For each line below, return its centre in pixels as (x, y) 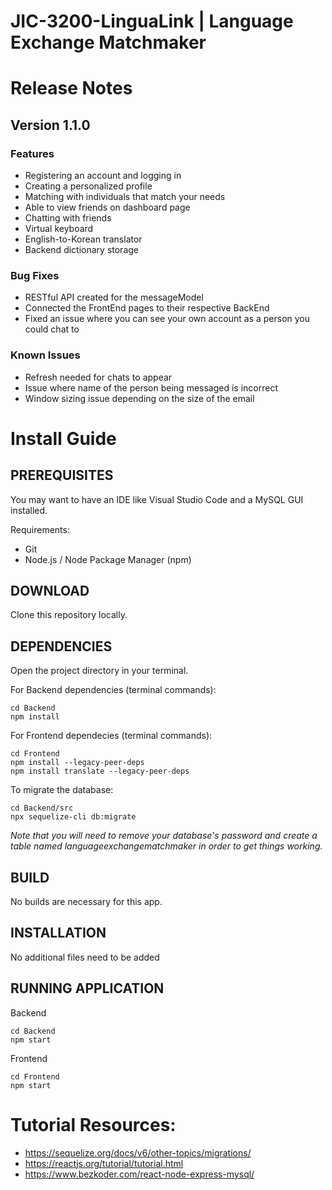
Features (32, 153)
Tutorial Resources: (93, 1124)
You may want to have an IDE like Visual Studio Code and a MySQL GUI (157, 499)
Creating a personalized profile (88, 186)
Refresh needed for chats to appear (98, 377)
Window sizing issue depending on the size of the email (139, 398)
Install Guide (63, 438)
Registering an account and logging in (103, 176)
